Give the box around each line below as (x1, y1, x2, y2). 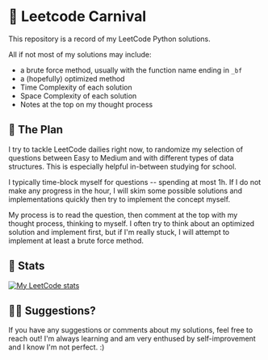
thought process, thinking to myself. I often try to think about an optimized (8, 218, 255, 228)
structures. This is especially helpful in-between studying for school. (8, 161, 237, 171)
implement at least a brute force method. (8, 236, 144, 245)
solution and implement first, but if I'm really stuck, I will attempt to (8, 227, 230, 237)
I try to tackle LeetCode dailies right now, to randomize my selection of (8, 144, 244, 154)
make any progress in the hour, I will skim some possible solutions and (8, 186, 243, 195)
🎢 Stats (8, 259, 45, 273)
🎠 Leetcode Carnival (8, 7, 147, 26)
